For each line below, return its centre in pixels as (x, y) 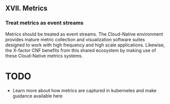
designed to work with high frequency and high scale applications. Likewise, (85, 45)
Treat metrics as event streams (44, 23)
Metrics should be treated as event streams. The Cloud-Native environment (84, 34)
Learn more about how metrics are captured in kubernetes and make (84, 90)
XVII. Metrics (26, 8)
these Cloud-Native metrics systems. (44, 56)
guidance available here (38, 96)
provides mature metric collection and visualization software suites (75, 39)
